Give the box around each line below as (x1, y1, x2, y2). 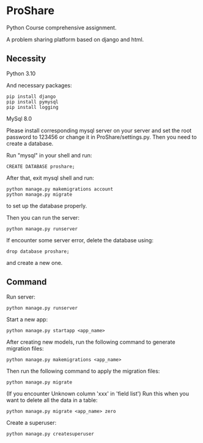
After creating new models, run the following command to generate (6, 338, 175, 346)
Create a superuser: (6, 419, 57, 426)
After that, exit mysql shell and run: (6, 174, 95, 181)
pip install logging (6, 104, 59, 110)
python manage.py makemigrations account (6, 186, 114, 192)
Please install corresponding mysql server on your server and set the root (6, 127, 192, 134)
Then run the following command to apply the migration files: (6, 367, 160, 374)
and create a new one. (6, 259, 63, 266)
